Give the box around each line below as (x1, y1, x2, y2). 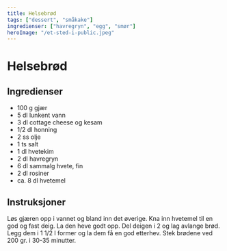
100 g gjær (16, 104, 48, 112)
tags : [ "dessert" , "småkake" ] (7, 16, 94, 23)
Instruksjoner (7, 196, 66, 208)
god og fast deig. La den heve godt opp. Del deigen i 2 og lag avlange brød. (7, 222, 220, 230)
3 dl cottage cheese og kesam (16, 118, 103, 127)
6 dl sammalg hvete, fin (16, 162, 83, 170)
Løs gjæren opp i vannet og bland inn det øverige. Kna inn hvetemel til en (7, 215, 213, 223)
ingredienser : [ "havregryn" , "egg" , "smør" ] (7, 23, 136, 29)
